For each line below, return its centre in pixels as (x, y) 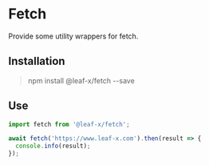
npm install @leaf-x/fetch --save (81, 80)
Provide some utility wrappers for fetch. (73, 36)
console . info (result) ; (53, 146)
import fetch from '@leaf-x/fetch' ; (69, 124)
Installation (37, 61)
